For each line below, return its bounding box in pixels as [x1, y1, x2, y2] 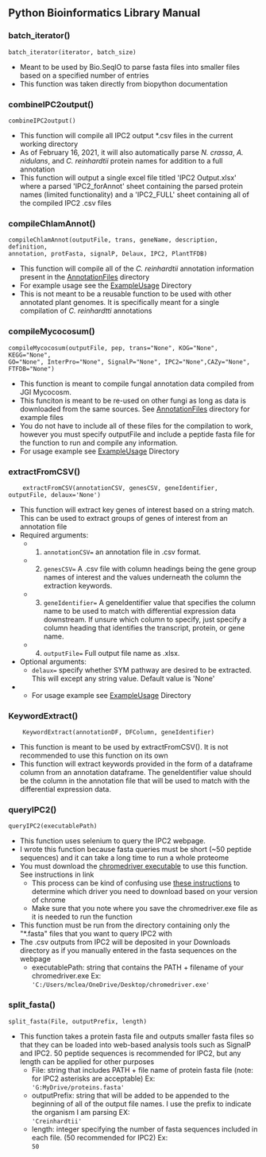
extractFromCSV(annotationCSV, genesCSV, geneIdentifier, [22, 484, 218, 492]
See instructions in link [19, 870, 94, 880]
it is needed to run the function [31, 912, 133, 922]
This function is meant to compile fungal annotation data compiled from [19, 379, 254, 388]
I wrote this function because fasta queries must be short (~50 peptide [19, 845, 252, 854]
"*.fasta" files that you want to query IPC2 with [19, 929, 172, 939]
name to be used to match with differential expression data [43, 606, 237, 615]
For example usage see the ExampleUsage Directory [19, 281, 192, 291]
